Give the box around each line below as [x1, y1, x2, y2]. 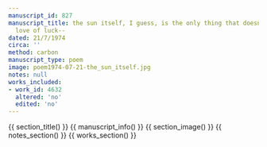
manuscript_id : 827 [8, 11, 73, 20]
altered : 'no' [15, 93, 62, 101]
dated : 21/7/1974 [8, 33, 66, 42]
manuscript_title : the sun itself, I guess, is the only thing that [8, 19, 240, 27]
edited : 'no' [15, 100, 59, 108]
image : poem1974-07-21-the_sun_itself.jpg [8, 64, 151, 72]
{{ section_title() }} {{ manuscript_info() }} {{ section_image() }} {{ [8, 122, 222, 132]
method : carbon [8, 48, 59, 56]
